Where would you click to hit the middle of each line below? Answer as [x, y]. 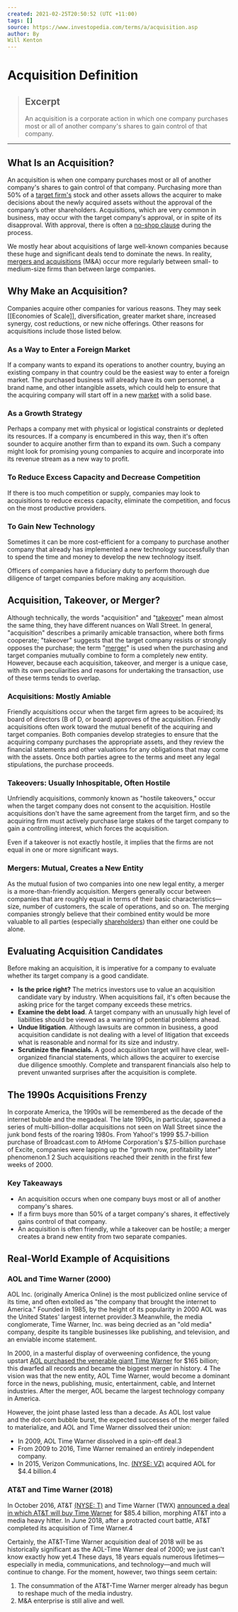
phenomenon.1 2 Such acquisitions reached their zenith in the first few [110, 1157]
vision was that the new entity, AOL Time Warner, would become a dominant [119, 1376]
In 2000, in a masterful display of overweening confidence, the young [109, 1354]
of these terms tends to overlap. [54, 678]
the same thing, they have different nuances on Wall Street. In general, [110, 625]
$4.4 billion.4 [37, 1471]
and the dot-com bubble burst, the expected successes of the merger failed [118, 1420]
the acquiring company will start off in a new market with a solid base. [109, 395]
